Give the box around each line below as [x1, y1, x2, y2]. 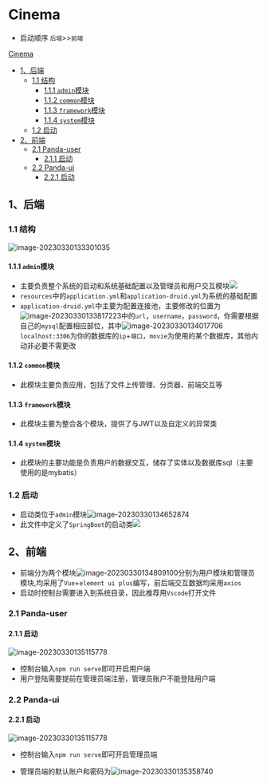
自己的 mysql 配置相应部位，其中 [19, 321, 122, 331]
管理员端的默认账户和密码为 [19, 766, 112, 776]
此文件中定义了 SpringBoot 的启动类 [19, 519, 133, 529]
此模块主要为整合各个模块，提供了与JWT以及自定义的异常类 [19, 419, 218, 429]
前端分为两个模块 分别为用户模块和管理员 [19, 568, 255, 577]
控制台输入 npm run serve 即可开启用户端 [19, 663, 151, 673]
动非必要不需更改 [19, 341, 77, 350]
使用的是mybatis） [19, 468, 81, 477]
